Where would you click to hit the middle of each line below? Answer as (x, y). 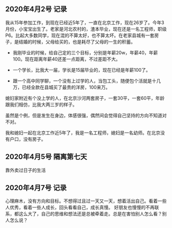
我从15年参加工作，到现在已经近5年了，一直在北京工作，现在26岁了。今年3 (85, 23)
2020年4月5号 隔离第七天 (46, 157)
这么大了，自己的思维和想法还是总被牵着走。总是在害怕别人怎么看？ (90, 214)
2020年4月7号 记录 (36, 188)
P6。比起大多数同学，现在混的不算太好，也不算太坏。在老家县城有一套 (80, 35)
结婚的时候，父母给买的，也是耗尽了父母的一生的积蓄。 (77, 42)
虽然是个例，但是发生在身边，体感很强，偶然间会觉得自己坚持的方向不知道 (84, 115)
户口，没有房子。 (28, 139)
